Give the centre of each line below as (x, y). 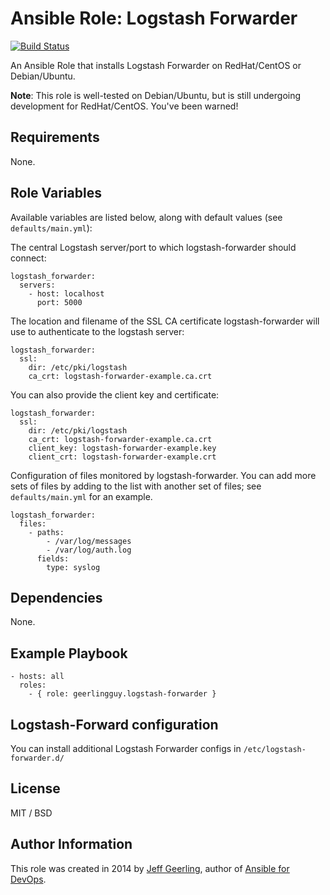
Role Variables (56, 193)
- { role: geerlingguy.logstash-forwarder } (122, 694)
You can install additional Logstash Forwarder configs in (126, 748)
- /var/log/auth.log (89, 550)
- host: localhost (66, 293)
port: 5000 (59, 302)
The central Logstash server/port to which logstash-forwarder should (153, 247)
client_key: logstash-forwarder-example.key (122, 448)
